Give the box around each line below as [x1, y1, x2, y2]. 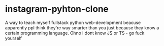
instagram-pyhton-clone [5, 3, 109, 15]
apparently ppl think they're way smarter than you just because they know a [5, 24, 159, 30]
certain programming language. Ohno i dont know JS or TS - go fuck [5, 30, 145, 36]
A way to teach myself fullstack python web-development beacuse [5, 20, 141, 25]
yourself [5, 35, 22, 41]
